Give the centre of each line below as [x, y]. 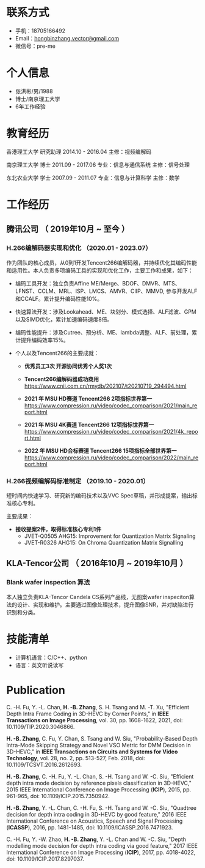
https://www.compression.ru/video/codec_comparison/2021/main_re [111, 406]
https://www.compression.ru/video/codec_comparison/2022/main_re [111, 458]
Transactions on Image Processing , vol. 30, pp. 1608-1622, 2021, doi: [95, 720]
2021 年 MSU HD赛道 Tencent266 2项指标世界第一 [88, 398]
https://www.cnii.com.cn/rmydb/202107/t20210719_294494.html [105, 386]
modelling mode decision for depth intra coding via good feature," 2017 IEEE [102, 845]
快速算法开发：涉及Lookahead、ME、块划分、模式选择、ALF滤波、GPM [106, 311]
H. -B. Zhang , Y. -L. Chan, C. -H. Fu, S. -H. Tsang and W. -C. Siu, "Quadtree [102, 808]
